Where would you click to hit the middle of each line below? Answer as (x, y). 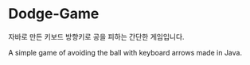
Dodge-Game (54, 14)
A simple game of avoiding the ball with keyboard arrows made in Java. (125, 52)
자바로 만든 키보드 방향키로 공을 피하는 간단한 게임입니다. (96, 36)
